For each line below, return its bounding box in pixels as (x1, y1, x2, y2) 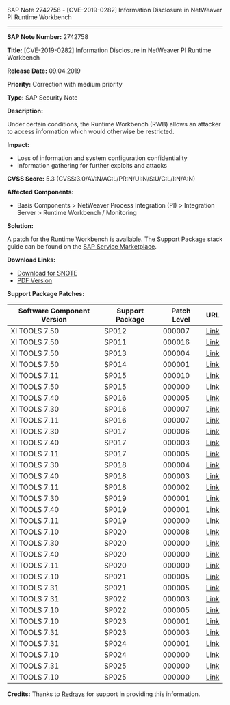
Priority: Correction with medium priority (7, 80, 123, 88)
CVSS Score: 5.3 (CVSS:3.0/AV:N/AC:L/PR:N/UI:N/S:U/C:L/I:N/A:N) (7, 175, 196, 183)
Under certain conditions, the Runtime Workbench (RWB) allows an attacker (7, 120, 221, 128)
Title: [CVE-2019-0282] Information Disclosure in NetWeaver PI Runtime (7, 46, 212, 54)
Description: (7, 107, 43, 115)
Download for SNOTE (16, 269, 77, 277)
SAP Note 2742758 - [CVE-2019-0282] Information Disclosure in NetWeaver (7, 6, 222, 14)
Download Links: (7, 256, 56, 264)
